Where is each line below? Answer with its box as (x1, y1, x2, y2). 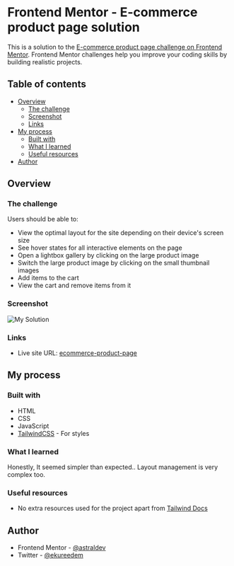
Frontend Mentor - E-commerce (7, 4, 198, 21)
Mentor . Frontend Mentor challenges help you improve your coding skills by (7, 50, 228, 59)
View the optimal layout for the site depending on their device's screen (17, 229, 224, 237)
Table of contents (7, 79, 86, 91)
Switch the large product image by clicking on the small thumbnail (17, 259, 210, 267)
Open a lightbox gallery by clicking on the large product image (17, 251, 199, 260)
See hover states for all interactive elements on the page (17, 243, 182, 252)
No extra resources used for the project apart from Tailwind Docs (17, 504, 209, 513)
